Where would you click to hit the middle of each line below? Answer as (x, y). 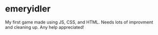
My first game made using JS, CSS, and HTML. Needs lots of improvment (79, 22)
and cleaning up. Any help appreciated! (45, 27)
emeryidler (28, 9)
